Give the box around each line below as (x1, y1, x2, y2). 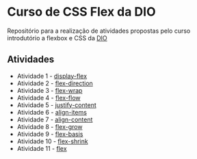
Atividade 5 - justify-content (16, 100, 97, 109)
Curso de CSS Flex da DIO (7, 4, 156, 20)
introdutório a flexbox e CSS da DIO (7, 33, 107, 42)
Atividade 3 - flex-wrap (16, 86, 83, 94)
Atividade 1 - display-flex (16, 72, 88, 80)
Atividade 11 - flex (16, 144, 67, 152)
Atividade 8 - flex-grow (16, 122, 83, 130)
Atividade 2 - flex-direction (16, 79, 94, 87)
